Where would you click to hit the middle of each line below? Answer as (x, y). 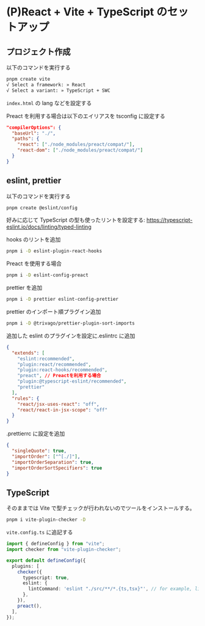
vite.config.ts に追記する (40, 532)
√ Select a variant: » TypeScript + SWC (59, 90)
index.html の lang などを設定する (49, 103)
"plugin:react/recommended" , (54, 364)
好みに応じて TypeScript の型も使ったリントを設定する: (76, 220)
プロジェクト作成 (38, 52)
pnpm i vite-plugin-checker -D (46, 520)
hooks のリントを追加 (34, 240)
